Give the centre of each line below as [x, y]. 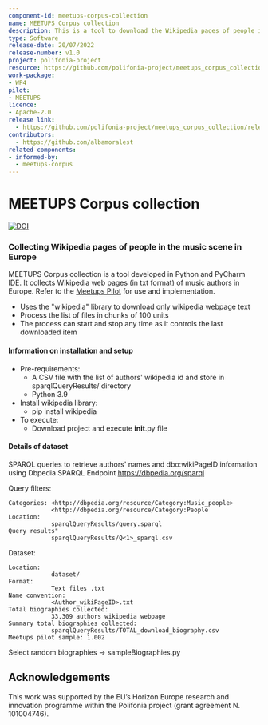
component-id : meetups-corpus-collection [78, 16]
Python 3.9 [50, 394]
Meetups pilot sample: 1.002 [57, 637]
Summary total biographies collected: [73, 623]
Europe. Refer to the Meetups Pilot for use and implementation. [112, 291]
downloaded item [48, 332]
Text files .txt [78, 588]
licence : [23, 105]
